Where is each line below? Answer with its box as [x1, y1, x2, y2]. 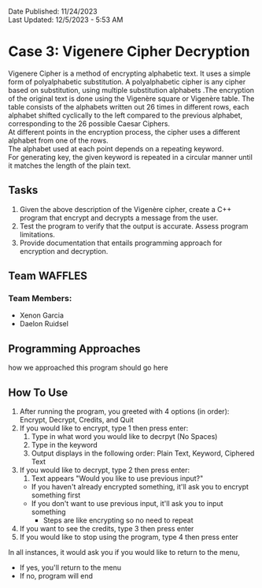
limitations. [19, 229, 55, 239]
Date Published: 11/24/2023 [8, 7, 98, 16]
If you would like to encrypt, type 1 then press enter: [19, 423, 189, 433]
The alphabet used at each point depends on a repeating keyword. [8, 143, 224, 153]
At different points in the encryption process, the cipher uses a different [8, 127, 241, 136]
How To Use [8, 385, 68, 399]
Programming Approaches [8, 342, 141, 355]
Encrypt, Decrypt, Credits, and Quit [19, 415, 134, 425]
